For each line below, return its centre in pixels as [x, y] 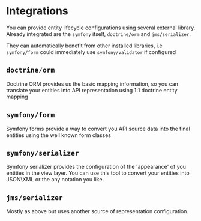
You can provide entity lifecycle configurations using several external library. [101, 28]
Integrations [37, 11]
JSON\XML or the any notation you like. [55, 180]
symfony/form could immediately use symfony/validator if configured [91, 52]
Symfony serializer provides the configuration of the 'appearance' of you [96, 167]
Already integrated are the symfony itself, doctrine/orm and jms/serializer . [98, 34]
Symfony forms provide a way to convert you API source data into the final [98, 129]
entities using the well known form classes [58, 135]
